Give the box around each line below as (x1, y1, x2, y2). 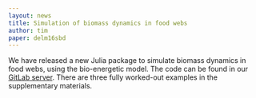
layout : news (8, 11, 52, 20)
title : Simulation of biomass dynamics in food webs (8, 19, 188, 27)
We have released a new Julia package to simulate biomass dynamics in (8, 56, 246, 65)
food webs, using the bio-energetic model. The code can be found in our (8, 65, 249, 74)
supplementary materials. (8, 81, 93, 91)
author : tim (8, 26, 48, 34)
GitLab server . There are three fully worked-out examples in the (8, 73, 218, 82)
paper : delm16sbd (8, 33, 66, 42)
